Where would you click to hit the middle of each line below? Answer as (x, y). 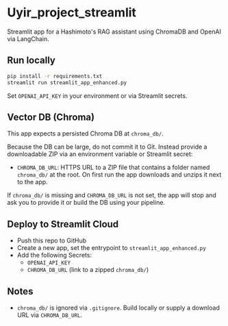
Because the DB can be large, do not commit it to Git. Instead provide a (107, 147)
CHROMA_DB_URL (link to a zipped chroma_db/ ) (88, 270)
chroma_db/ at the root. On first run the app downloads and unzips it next (119, 175)
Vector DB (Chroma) (51, 117)
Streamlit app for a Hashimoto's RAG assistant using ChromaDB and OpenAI (114, 32)
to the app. (32, 182)
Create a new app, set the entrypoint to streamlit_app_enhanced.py (112, 248)
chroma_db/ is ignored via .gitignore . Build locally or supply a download (118, 308)
